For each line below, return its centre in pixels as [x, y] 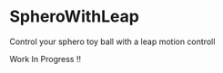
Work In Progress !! [46, 59]
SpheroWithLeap [74, 17]
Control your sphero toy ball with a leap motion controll [112, 41]
